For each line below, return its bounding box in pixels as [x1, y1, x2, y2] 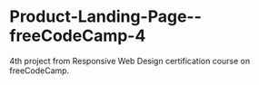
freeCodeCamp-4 [9, 25, 146, 46]
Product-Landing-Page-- [9, 6, 203, 27]
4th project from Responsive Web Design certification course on [9, 55, 251, 66]
